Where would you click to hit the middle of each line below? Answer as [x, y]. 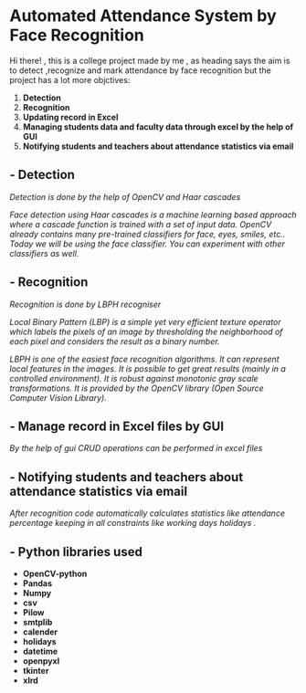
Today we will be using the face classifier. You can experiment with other [147, 244]
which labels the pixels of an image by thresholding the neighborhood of [146, 331]
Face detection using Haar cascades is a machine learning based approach [153, 215]
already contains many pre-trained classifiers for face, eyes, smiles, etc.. [148, 234]
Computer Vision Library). [58, 397]
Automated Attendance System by [143, 16]
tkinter [36, 671]
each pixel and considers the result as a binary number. [115, 341]
